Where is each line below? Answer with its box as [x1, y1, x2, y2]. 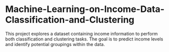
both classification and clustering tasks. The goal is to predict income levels [5, 36, 163, 42]
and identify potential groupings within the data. [5, 41, 105, 47]
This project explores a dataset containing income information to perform [5, 30, 158, 36]
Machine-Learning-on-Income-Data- [5, 3, 165, 15]
